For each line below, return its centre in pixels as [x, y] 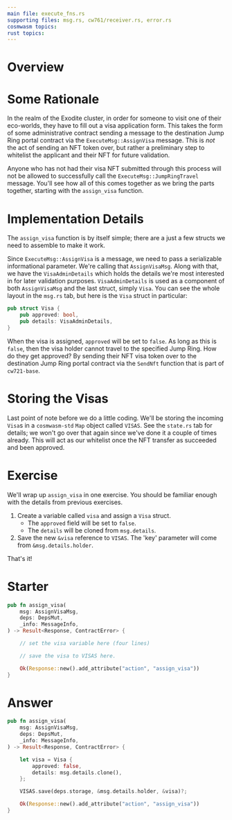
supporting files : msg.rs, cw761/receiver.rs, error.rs [89, 20]
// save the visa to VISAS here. [68, 656]
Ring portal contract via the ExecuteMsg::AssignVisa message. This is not [111, 140]
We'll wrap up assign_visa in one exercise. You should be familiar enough [112, 494]
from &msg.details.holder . [55, 545]
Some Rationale [53, 99]
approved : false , [57, 766]
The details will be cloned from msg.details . [92, 530]
